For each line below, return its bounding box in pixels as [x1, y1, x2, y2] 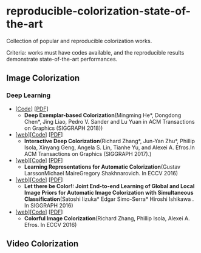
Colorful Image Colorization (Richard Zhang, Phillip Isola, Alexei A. [24, 214, 190, 222]
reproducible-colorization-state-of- [6, 4, 191, 18]
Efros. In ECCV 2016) [24, 221, 77, 228]
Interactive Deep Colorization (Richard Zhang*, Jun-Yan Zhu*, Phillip [24, 137, 196, 144]
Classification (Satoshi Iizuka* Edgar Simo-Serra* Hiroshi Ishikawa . [24, 195, 194, 203]
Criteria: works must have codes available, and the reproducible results [6, 49, 185, 56]
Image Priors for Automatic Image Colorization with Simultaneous [24, 189, 194, 196]
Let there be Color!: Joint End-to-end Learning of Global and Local [24, 182, 195, 189]
